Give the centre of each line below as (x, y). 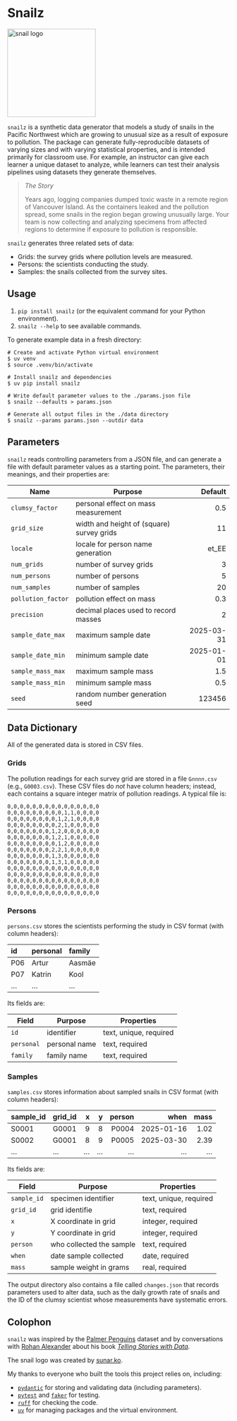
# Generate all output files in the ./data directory (88, 414)
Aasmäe (83, 963)
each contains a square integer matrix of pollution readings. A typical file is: (117, 793)
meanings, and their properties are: (59, 474)
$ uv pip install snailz (44, 383)
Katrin (41, 974)
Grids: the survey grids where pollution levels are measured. (105, 256)
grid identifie (72, 1210)
